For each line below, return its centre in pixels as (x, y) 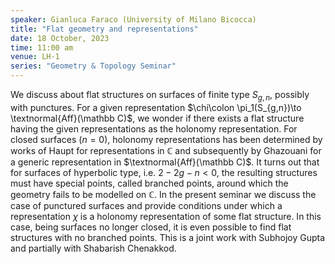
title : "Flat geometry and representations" (104, 29)
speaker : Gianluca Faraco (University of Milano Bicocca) (133, 19)
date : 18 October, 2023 (60, 38)
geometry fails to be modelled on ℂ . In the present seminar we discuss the (163, 194)
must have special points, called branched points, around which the (149, 183)
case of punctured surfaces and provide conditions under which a (146, 205)
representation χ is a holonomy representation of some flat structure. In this (166, 216)
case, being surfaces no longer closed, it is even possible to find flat (151, 227)
